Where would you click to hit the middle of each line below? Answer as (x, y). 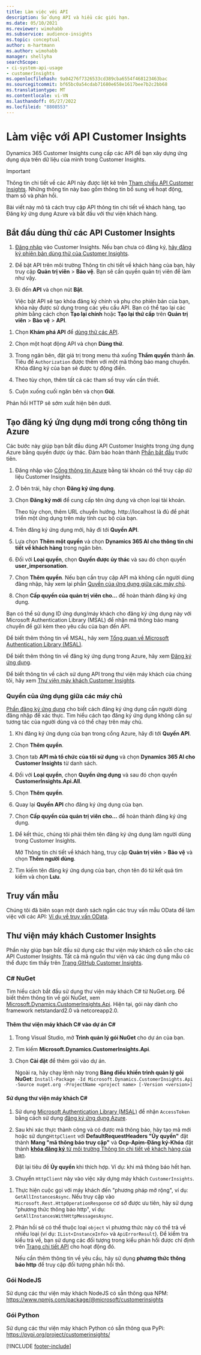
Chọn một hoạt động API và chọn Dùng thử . (69, 344)
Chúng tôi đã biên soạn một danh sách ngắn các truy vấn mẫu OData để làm (100, 910)
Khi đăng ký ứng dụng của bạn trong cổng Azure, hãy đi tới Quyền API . (103, 734)
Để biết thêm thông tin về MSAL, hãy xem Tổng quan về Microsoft (88, 638)
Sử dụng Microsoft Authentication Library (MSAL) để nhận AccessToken (102, 1111)
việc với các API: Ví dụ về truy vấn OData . (58, 917)
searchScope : (22, 62)
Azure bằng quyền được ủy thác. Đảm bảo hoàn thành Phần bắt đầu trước (97, 452)
